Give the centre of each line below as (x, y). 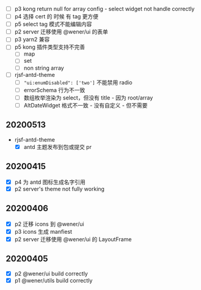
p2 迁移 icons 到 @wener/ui (49, 224)
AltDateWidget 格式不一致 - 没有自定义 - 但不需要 (86, 105)
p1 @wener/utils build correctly (53, 280)
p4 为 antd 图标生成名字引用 (50, 182)
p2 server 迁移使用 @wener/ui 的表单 (61, 32)
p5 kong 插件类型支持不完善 (50, 47)
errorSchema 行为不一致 (54, 90)
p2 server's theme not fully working (60, 189)
